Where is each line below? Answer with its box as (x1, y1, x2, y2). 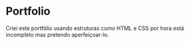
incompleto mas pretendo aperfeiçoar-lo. (5, 31, 109, 38)
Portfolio (5, 4, 51, 18)
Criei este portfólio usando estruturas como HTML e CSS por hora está (5, 24, 185, 32)
